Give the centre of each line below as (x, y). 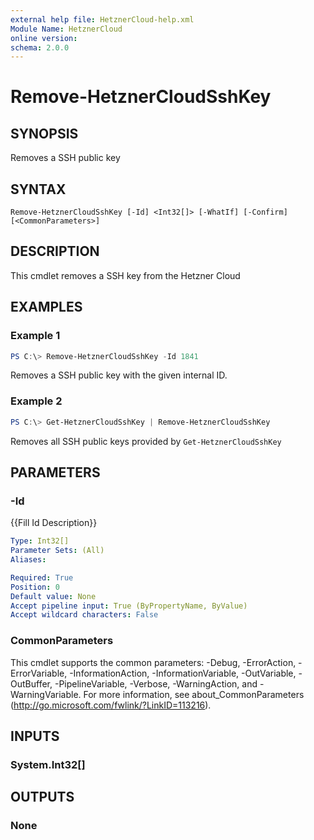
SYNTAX (38, 189)
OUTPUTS (42, 797)
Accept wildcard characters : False (84, 615)
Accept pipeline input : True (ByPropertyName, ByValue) (129, 606)
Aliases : (28, 560)
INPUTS (35, 736)
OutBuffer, (31, 683)
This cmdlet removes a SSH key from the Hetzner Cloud (125, 275)
